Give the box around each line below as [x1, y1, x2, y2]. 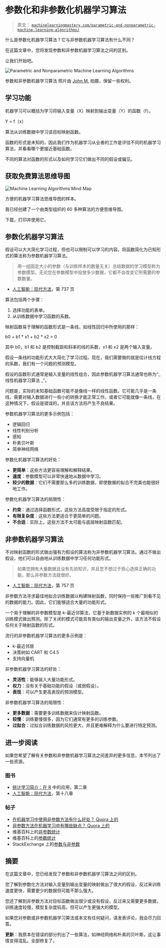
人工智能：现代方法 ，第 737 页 [12, 286, 75, 292]
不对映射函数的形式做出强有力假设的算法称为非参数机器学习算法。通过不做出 [5, 549, 161, 555]
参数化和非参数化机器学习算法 [5, 4, 127, 16]
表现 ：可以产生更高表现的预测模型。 [12, 689, 86, 695]
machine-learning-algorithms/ [17, 27, 80, 32]
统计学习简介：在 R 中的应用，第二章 [12, 784, 87, 790]
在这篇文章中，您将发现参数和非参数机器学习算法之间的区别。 [5, 47, 131, 53]
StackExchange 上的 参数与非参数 [12, 841, 80, 847]
